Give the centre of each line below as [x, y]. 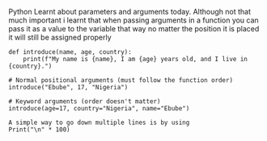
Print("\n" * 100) [39, 130]
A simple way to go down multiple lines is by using [99, 122]
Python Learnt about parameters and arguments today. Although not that [130, 12]
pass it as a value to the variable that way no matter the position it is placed [134, 29]
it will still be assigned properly [60, 37]
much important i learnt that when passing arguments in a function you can [133, 20]
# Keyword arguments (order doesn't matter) [85, 102]
